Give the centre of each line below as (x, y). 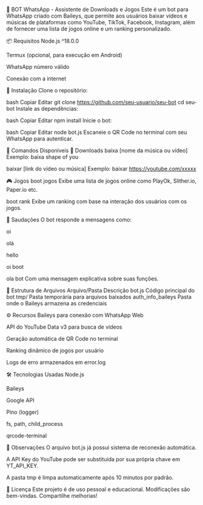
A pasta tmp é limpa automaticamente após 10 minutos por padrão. (90, 477)
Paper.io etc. (22, 190)
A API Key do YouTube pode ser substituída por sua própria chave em (93, 459)
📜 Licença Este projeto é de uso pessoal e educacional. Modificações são (98, 489)
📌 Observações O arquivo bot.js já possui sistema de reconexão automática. (101, 448)
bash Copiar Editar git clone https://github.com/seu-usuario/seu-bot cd (95, 102)
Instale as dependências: (47, 109)
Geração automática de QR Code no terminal (62, 339)
